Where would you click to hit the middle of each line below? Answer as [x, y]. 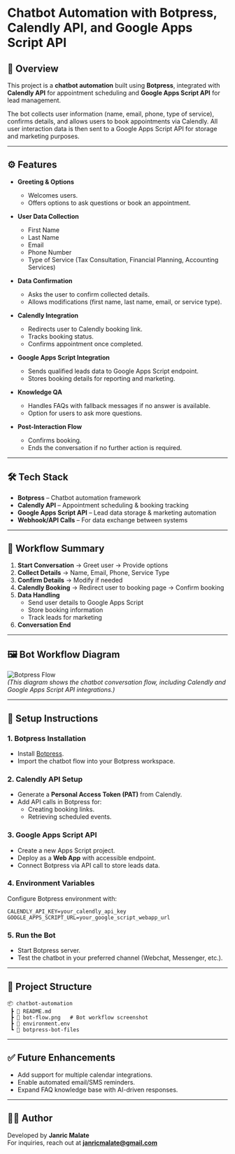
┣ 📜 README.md [31, 1011]
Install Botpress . [41, 753]
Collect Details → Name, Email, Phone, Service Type [93, 573]
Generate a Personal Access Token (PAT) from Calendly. [100, 794]
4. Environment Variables [51, 883]
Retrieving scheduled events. [70, 817]
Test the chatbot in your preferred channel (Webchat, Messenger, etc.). [120, 958]
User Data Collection [48, 216]
